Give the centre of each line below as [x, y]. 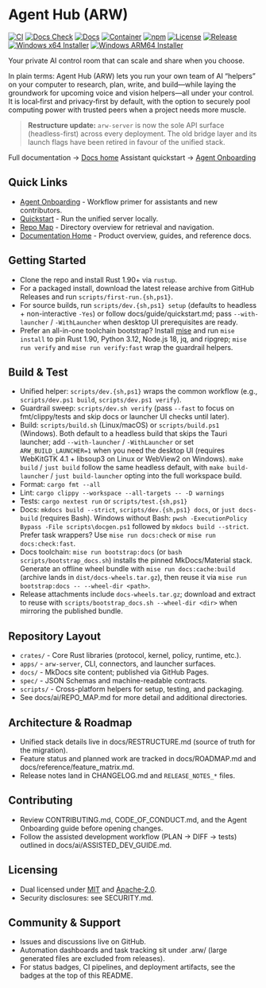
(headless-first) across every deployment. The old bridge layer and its [142, 134]
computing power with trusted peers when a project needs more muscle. [127, 110]
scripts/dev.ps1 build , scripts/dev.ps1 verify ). [100, 400]
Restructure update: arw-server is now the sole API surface [126, 125]
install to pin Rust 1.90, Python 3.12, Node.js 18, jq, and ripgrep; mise [133, 339]
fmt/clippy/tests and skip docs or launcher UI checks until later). [125, 417]
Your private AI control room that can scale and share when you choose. [126, 60]
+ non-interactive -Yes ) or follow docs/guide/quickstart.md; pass [125, 313]
